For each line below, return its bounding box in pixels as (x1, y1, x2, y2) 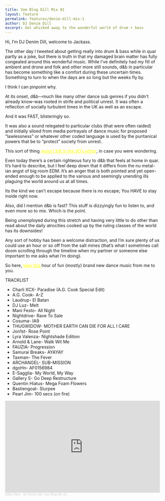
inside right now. (5, 193, 39, 199)
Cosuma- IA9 (12, 318, 39, 324)
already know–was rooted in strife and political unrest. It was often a (5, 99, 143, 105)
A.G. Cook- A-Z (12, 292, 44, 298)
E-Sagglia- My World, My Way (12, 370, 74, 376)
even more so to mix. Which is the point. (5, 208, 87, 214)
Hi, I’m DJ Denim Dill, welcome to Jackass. (5, 39, 91, 45)
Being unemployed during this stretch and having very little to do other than (5, 217, 158, 223)
